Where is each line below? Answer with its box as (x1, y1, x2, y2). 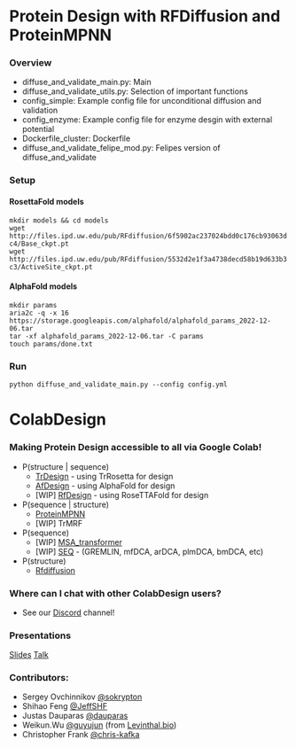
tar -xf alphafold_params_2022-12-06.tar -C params (9, 331, 204, 340)
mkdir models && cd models (9, 215, 109, 225)
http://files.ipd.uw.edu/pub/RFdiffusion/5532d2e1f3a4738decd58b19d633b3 (9, 254, 288, 263)
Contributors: (9, 672, 69, 684)
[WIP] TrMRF (35, 518, 82, 528)
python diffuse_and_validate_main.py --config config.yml (9, 380, 228, 389)
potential (21, 124, 55, 135)
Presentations (9, 629, 72, 642)
